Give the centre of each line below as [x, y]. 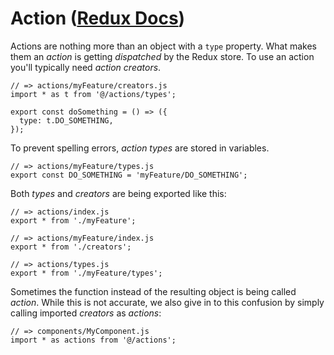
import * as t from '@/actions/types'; [93, 94]
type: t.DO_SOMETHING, [66, 120]
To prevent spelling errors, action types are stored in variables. [140, 148]
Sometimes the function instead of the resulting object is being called [153, 291]
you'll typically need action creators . [86, 67]
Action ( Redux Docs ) [98, 18]
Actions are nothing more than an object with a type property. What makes [163, 46]
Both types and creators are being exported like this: [118, 193]
